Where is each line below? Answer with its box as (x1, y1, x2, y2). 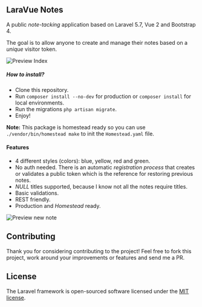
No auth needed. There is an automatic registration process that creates (15, 163, 195, 171)
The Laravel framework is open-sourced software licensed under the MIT (6, 287, 189, 295)
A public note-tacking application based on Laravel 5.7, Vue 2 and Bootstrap (6, 21, 196, 28)
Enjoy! (15, 112, 31, 119)
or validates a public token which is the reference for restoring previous (15, 170, 194, 177)
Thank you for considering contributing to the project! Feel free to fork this (6, 247, 192, 254)
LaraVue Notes (6, 5, 64, 15)
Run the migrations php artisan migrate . (15, 105, 117, 112)
